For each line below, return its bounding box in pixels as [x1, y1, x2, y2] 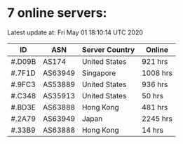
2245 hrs [141, 114, 173, 124]
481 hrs [141, 102, 168, 112]
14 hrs [141, 125, 163, 135]
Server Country [81, 44, 135, 54]
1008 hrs [141, 68, 173, 78]
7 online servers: [7, 5, 107, 21]
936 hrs [141, 79, 168, 89]
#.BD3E [11, 102, 36, 112]
